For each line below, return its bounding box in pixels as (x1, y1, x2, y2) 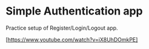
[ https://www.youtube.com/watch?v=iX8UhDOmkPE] (5, 36, 138, 43)
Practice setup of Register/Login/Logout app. (5, 24, 119, 31)
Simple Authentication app (5, 4, 143, 18)
